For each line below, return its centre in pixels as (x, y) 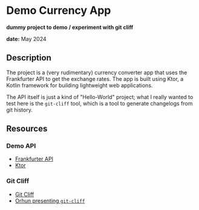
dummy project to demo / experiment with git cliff (70, 27)
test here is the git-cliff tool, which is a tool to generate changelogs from (99, 103)
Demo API (21, 146)
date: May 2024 (26, 39)
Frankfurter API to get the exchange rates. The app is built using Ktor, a (95, 78)
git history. (20, 110)
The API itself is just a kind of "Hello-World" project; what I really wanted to (100, 97)
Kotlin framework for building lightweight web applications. (80, 85)
